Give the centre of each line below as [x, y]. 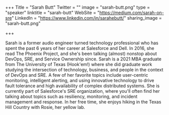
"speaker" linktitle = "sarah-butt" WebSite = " [52, 13]
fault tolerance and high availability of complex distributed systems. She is [82, 86]
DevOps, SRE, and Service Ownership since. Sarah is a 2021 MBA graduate [83, 59]
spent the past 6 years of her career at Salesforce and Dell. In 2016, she [80, 48]
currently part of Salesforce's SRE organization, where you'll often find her [82, 91]
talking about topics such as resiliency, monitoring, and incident [71, 96]
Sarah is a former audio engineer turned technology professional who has [82, 43]
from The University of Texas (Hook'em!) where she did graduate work [79, 64]
